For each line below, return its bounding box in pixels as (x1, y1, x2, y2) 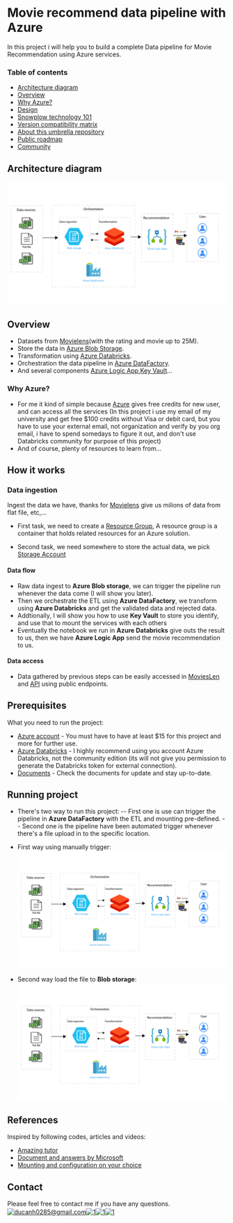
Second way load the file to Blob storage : (17, 975, 137, 984)
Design (17, 106, 38, 114)
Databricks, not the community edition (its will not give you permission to (17, 754, 227, 762)
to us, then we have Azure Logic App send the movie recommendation (17, 633, 220, 642)
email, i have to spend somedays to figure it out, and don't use (17, 429, 197, 438)
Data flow (7, 566, 36, 574)
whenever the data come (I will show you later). (17, 589, 154, 597)
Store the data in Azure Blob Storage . (17, 345, 124, 353)
